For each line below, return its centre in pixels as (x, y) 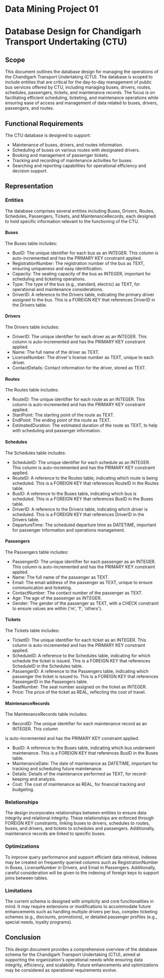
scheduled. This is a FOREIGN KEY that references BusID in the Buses (82, 499)
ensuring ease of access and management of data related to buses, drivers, (82, 103)
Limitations (19, 890)
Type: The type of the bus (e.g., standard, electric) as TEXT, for (76, 284)
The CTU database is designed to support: (48, 135)
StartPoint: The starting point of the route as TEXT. (63, 415)
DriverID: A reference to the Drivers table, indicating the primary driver (83, 294)
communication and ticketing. (42, 587)
